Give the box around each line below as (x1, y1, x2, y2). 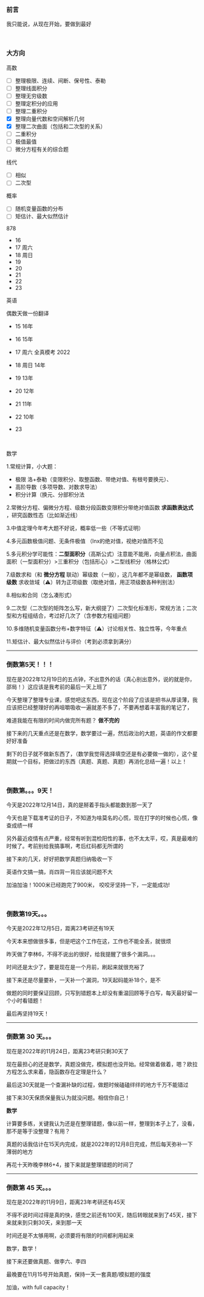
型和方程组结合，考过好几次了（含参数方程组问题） (6, 612, 134, 620)
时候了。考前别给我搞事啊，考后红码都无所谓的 (6, 843, 123, 850)
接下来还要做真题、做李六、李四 (6, 1257, 86, 1265)
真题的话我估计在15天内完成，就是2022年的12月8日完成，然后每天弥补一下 (6, 1140, 193, 1148)
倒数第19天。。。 (6, 910, 50, 918)
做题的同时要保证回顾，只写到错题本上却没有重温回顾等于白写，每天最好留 (6, 989, 192, 997)
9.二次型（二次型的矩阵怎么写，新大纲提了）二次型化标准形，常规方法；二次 (6, 604, 197, 612)
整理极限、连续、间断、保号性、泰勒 (15, 77, 106, 84)
